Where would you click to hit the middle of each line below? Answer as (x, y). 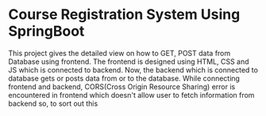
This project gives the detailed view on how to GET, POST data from (120, 53)
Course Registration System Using (124, 15)
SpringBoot (46, 31)
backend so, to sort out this (53, 103)
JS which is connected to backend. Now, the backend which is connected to (133, 69)
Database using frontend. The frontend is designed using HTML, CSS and (129, 62)
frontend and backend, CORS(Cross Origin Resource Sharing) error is (122, 86)
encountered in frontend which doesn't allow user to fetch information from (131, 95)
